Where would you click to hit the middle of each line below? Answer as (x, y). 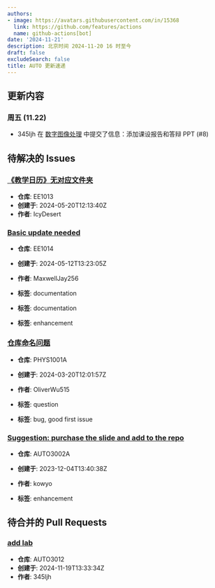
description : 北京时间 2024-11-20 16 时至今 (69, 46)
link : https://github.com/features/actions (77, 27)
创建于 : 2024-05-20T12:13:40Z (62, 205)
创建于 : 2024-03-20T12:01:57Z (62, 374)
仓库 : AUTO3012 (41, 559)
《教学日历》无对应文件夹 (50, 180)
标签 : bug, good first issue (55, 419)
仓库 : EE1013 (35, 196)
